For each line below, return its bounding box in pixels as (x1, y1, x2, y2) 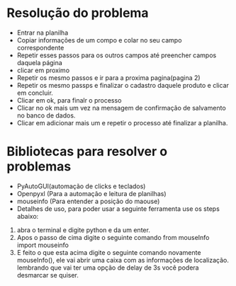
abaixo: (16, 212, 39, 220)
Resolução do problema (6, 5, 150, 21)
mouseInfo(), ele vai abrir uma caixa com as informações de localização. (16, 256, 230, 264)
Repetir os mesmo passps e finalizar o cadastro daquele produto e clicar (16, 81, 230, 89)
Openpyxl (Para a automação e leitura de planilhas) (16, 189, 167, 198)
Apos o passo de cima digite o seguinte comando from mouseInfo (16, 233, 210, 241)
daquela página (16, 58, 63, 67)
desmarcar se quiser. (16, 270, 79, 279)
